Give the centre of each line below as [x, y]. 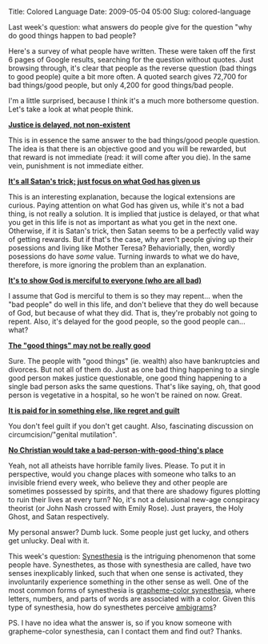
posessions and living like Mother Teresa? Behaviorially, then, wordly [122, 248]
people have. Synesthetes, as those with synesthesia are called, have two [130, 565]
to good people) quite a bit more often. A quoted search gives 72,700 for [128, 76]
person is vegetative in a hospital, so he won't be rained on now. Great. [125, 395]
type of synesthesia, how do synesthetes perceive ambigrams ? [113, 607]
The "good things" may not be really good [80, 345]
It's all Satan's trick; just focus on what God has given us [104, 181]
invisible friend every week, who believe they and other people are [118, 483]
